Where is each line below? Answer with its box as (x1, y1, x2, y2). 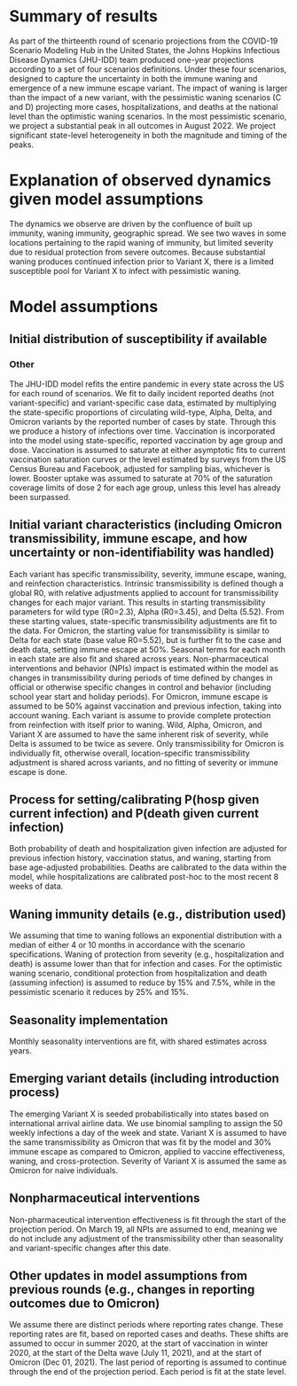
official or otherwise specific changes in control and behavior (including (9, 681, 272, 693)
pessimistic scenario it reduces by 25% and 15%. (9, 987, 189, 998)
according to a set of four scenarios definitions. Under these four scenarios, (9, 64, 287, 74)
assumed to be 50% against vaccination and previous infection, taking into (9, 701, 282, 711)
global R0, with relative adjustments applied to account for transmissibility (9, 587, 279, 598)
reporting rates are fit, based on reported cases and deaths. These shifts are (9, 1328, 289, 1340)
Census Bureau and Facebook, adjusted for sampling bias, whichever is (9, 463, 270, 474)
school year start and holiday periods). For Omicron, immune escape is (9, 691, 269, 701)
